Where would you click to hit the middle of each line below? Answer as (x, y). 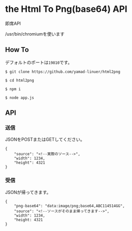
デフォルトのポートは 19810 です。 (39, 62)
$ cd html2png (20, 80)
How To (17, 50)
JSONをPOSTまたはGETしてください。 (45, 139)
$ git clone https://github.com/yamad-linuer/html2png (63, 72)
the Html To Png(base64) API (66, 9)
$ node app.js (20, 97)
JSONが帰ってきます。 (28, 192)
